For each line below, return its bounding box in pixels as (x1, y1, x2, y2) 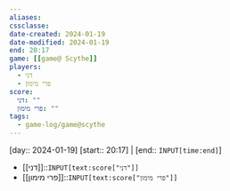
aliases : (9, 12, 42, 22)
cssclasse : (9, 21, 50, 30)
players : (9, 63, 42, 72)
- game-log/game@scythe (17, 121, 105, 130)
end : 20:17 (9, 46, 50, 55)
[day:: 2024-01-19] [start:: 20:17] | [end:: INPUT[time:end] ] (9, 145, 222, 155)
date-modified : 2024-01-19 (9, 37, 110, 47)
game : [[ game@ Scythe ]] (9, 54, 98, 63)
